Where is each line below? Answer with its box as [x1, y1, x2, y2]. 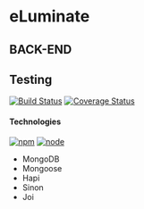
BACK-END [9, 42, 72, 57]
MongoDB [21, 154, 60, 164]
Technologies [9, 116, 62, 127]
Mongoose [21, 163, 63, 173]
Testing [9, 71, 53, 87]
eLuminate [9, 6, 90, 27]
